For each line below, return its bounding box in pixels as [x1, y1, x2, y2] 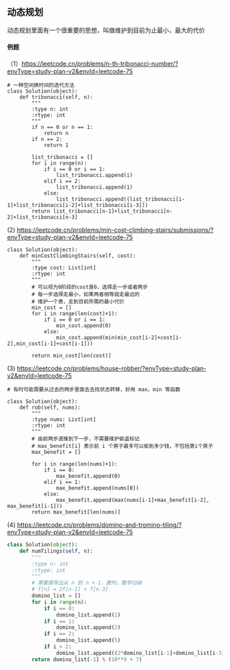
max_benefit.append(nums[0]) [55, 485, 139, 492]
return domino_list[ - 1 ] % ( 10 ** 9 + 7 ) [31, 656, 142, 663]
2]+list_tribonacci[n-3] [7, 214, 78, 221]
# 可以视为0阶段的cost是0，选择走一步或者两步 [31, 284, 149, 291]
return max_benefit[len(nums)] [31, 509, 121, 516]
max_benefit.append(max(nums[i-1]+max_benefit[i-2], [55, 496, 210, 504]
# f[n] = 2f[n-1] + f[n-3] [31, 586, 109, 593]
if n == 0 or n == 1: [31, 124, 94, 131]
